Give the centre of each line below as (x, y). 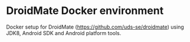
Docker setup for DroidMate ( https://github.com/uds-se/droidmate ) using (95, 27)
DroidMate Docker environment (85, 11)
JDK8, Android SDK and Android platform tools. (64, 33)
